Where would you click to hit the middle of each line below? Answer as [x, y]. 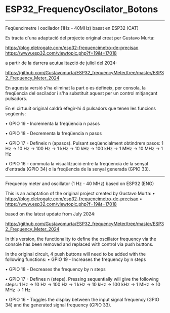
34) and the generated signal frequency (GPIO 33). [58, 305]
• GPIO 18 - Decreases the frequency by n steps [56, 269]
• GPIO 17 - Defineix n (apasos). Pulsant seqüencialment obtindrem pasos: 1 [84, 143]
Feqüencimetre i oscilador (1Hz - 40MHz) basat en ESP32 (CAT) [72, 28]
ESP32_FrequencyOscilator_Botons [82, 9]
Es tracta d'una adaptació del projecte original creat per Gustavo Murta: [80, 38]
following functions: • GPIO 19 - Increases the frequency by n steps [76, 259]
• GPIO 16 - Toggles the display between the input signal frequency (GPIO [82, 299]
